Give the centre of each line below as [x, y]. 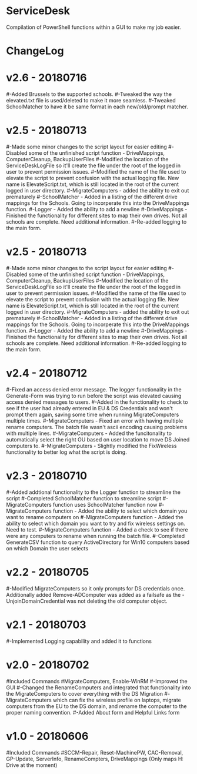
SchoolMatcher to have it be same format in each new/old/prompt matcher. [97, 107]
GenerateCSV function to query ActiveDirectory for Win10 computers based [98, 542]
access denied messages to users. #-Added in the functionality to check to [97, 402]
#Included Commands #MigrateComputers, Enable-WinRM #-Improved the [97, 681]
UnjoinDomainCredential [36, 601]
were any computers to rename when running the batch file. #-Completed [96, 536]
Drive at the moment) [32, 765]
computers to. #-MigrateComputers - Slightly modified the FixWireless [91, 446]
